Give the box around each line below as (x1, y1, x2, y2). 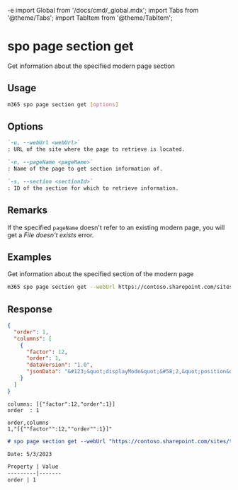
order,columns (7, 419, 50, 426)
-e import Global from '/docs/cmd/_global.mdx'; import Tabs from (7, 6, 199, 14)
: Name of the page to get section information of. (7, 166, 163, 173)
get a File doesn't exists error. (7, 230, 94, 239)
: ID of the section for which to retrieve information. (7, 184, 179, 192)
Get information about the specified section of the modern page (7, 270, 194, 278)
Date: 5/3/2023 (7, 450, 52, 457)
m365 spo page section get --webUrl (7, 283, 115, 291)
